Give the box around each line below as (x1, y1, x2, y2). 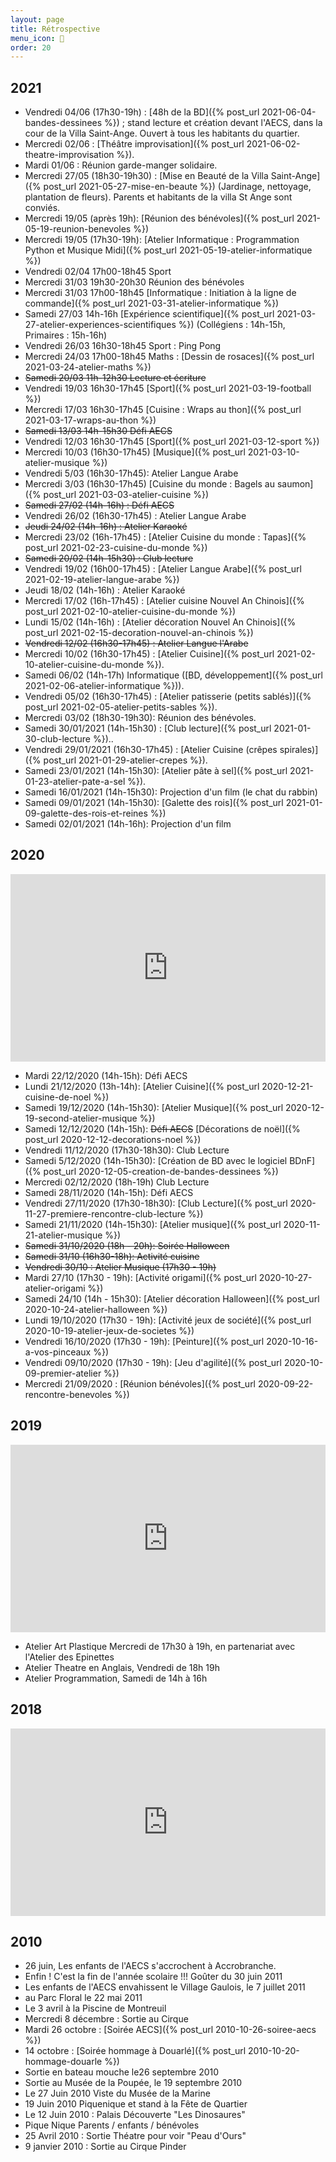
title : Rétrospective (10, 24, 101, 34)
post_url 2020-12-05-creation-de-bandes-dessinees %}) (43, 1165, 279, 1177)
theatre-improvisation (24, 149, 115, 161)
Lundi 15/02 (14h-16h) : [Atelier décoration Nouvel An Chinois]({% (24, 616, 297, 628)
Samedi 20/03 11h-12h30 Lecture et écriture (24, 372, 207, 384)
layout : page (10, 14, 65, 25)
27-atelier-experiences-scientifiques (24, 319, 177, 331)
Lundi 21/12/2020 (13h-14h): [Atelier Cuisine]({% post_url (24, 1080, 260, 1092)
